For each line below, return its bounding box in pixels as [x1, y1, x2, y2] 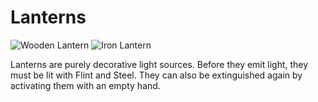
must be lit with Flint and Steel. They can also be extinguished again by [10, 69, 303, 81]
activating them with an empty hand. [10, 79, 161, 91]
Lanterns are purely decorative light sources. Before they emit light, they [10, 58, 309, 70]
